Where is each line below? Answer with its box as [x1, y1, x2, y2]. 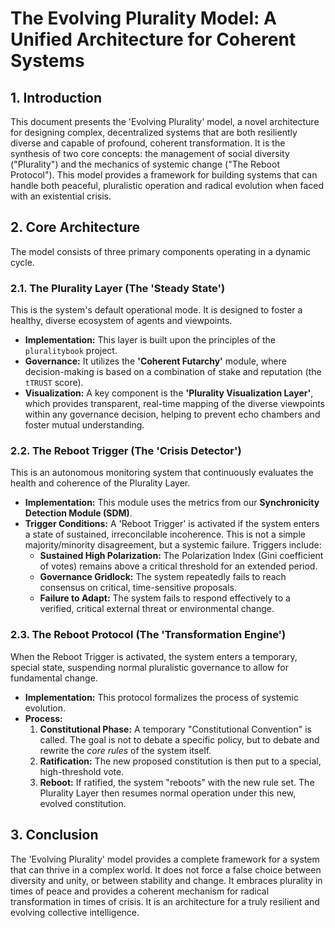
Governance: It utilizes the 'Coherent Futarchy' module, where [24, 355, 287, 367]
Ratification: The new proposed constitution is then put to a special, [39, 755, 322, 767]
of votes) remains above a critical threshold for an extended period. [39, 560, 318, 572]
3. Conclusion [10, 827, 99, 844]
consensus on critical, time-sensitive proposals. [39, 582, 237, 594]
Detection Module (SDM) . [24, 507, 133, 519]
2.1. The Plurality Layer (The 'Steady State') [10, 281, 226, 295]
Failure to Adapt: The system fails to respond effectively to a [39, 592, 291, 604]
